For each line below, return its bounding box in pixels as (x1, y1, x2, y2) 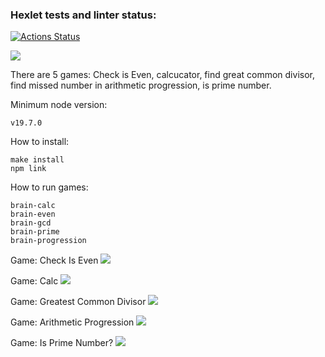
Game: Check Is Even (10, 254, 99, 267)
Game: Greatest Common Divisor (10, 296, 147, 308)
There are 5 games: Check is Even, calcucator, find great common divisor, (10, 69, 315, 81)
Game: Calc (10, 275, 59, 287)
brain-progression (10, 236, 87, 246)
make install (10, 155, 65, 165)
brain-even (10, 209, 56, 220)
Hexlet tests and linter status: (10, 8, 157, 22)
